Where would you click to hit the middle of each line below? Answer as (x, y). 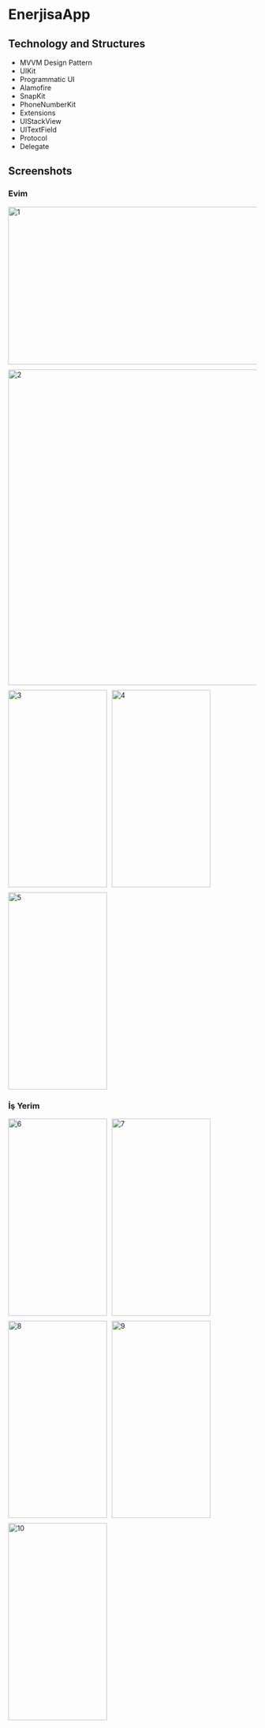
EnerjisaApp (49, 15)
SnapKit (32, 96)
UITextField (38, 129)
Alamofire (35, 88)
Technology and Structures (77, 44)
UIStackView (40, 121)
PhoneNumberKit (48, 105)
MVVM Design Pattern (56, 62)
